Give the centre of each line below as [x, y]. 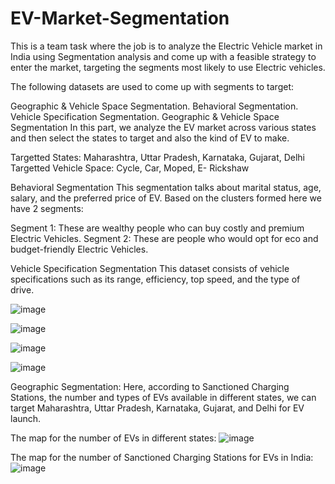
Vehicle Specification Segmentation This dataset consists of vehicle [150, 268]
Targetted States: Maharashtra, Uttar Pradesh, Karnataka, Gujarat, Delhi [158, 157]
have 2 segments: [47, 208]
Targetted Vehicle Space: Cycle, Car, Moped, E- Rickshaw [130, 168]
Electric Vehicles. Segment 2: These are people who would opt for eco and [164, 238]
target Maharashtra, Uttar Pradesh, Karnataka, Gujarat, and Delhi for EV [157, 408]
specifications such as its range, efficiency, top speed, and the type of [155, 279]
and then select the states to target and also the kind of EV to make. [150, 138]
